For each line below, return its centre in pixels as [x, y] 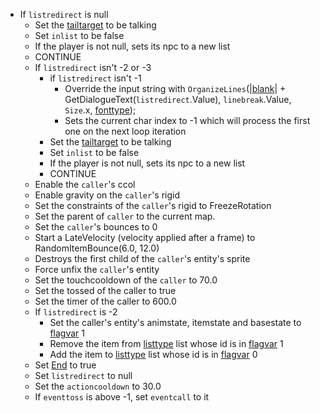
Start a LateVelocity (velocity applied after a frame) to [145, 237]
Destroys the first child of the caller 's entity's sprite [142, 258]
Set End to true [65, 365]
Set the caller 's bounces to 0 [96, 227]
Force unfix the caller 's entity [97, 269]
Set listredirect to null [83, 375]
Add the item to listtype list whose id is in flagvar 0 [153, 354]
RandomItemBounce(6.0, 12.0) [97, 248]
